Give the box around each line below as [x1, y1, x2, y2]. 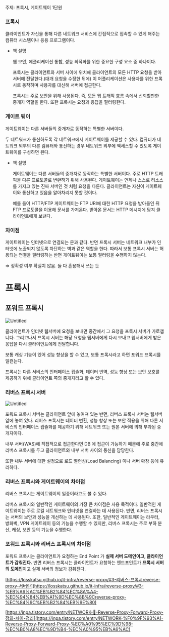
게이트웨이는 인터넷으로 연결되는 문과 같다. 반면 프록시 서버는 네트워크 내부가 [5, 239, 156, 245]
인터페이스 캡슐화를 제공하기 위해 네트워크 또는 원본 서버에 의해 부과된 [18, 424, 156, 430]
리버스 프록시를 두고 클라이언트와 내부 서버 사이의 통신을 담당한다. [5, 447, 135, 453]
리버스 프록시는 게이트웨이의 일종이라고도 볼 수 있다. [5, 491, 107, 497]
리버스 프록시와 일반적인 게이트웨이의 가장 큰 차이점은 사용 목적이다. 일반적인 [5, 501, 156, 507]
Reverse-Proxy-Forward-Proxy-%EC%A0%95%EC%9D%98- [5, 621, 134, 627]
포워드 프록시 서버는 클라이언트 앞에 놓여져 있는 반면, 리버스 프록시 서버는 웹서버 [5, 411, 163, 417]
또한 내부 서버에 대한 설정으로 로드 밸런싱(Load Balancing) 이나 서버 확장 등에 [5, 458, 159, 464]
